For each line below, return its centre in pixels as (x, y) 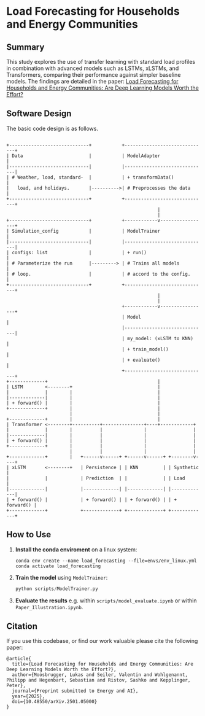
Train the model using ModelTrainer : (61, 577)
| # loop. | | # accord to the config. (99, 274)
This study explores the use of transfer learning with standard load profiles (101, 62)
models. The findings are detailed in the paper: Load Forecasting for (93, 81)
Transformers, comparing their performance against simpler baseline (94, 75)
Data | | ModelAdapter (86, 156)
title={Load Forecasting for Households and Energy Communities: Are (102, 664)
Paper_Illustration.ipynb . (49, 607)
